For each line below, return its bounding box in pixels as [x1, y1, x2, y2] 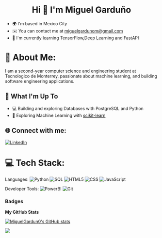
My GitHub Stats [5, 209, 39, 215]
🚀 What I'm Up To [5, 92, 58, 101]
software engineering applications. [5, 78, 75, 84]
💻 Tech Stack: [5, 157, 65, 168]
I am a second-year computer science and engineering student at [5, 68, 136, 74]
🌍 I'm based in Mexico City [12, 20, 67, 26]
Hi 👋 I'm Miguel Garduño [32, 4, 131, 16]
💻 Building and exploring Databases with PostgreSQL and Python [12, 105, 144, 111]
